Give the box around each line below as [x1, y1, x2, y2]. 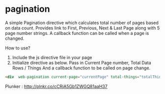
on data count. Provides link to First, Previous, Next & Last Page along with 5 [5, 25, 160, 31]
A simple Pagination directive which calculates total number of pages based [5, 20, 159, 26]
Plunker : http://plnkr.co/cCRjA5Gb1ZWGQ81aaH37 [5, 83, 108, 89]
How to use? [5, 45, 30, 51]
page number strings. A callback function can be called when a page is [5, 30, 149, 36]
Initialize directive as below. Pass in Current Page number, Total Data [12, 60, 151, 65]
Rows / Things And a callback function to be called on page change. [12, 65, 151, 71]
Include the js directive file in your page [12, 54, 92, 60]
